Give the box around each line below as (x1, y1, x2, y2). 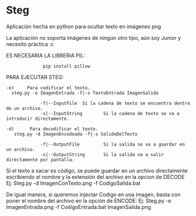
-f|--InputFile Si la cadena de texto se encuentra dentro (40, 100, 191, 106)
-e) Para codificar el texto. (6, 85, 91, 91)
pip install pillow (43, 63, 91, 69)
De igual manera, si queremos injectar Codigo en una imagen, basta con (6, 191, 181, 198)
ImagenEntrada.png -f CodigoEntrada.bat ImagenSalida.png (6, 203, 151, 210)
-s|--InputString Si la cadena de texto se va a (40, 110, 180, 116)
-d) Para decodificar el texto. (6, 126, 99, 132)
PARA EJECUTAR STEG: (6, 73, 64, 80)
